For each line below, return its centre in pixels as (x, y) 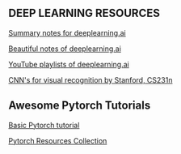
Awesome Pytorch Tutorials (80, 106)
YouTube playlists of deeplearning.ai (69, 64)
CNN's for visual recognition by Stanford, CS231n (90, 79)
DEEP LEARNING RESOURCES (84, 13)
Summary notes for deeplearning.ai (67, 32)
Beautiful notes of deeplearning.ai (65, 49)
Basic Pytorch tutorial (44, 125)
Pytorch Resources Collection (58, 140)
